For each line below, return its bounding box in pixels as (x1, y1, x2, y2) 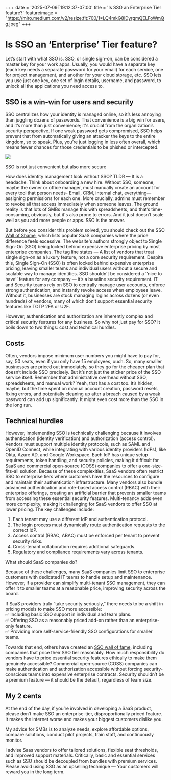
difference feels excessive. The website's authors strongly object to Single (5, 238, 162, 244)
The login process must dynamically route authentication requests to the (12, 522, 165, 528)
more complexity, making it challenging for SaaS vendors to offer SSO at (5, 501, 157, 507)
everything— (124, 190, 152, 196)
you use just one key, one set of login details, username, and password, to (5, 77, 162, 84)
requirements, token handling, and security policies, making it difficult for (5, 457, 159, 464)
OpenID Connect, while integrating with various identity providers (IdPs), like (5, 446, 166, 453)
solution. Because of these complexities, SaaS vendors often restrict (19, 468, 164, 474)
